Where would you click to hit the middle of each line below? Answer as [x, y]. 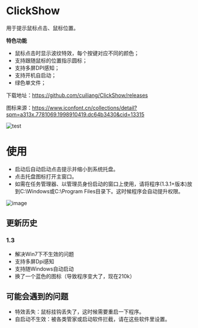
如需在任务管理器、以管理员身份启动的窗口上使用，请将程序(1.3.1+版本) [101, 184]
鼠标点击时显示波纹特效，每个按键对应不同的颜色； [77, 53]
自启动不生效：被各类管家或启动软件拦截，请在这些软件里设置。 [92, 319]
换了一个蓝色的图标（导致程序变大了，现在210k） [75, 276]
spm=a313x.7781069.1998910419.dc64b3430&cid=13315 [75, 114]
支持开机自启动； [35, 75]
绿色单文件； [30, 82]
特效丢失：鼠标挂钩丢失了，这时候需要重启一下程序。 [79, 312]
